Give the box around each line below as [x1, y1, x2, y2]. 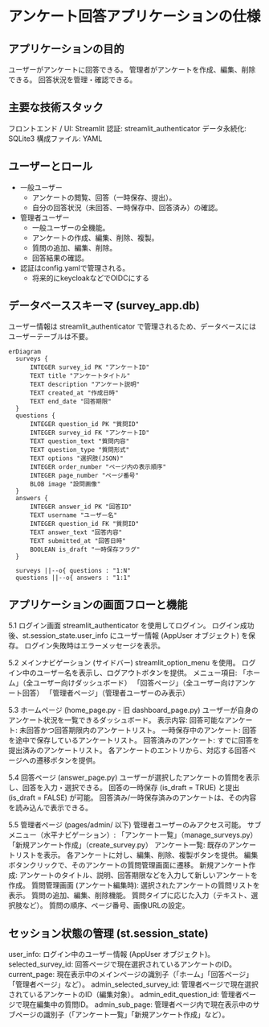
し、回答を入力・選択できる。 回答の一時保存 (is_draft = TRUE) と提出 [8, 783, 239, 793]
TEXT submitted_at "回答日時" [29, 537, 126, 545]
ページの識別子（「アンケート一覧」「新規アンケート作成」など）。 [14, 1010, 230, 1020]
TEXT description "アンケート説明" [29, 380, 141, 389]
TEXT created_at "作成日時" [29, 389, 119, 397]
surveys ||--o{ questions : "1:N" [15, 567, 131, 575]
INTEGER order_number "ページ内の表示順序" [29, 463, 167, 471]
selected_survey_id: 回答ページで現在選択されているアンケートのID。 [8, 959, 237, 969]
